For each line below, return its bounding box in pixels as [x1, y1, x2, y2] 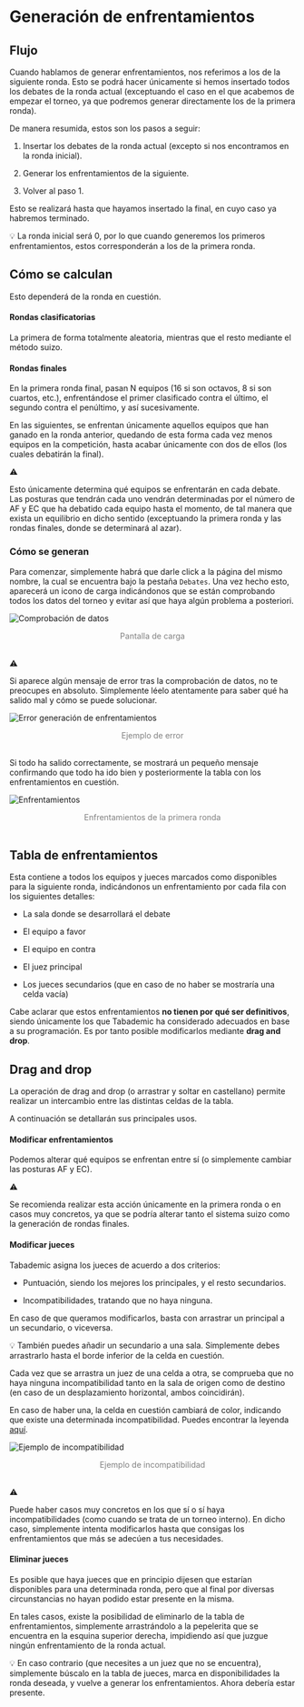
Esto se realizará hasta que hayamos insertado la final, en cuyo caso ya [9, 203, 277, 214]
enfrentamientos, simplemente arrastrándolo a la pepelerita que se [9, 1621, 259, 1632]
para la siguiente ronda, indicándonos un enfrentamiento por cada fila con [9, 881, 287, 892]
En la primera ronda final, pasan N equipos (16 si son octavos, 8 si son [9, 383, 272, 394]
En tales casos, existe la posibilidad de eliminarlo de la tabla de [9, 1611, 245, 1622]
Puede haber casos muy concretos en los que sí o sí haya [9, 1503, 225, 1515]
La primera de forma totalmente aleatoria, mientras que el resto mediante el [9, 332, 292, 343]
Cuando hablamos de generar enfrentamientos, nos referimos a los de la [9, 66, 281, 77]
